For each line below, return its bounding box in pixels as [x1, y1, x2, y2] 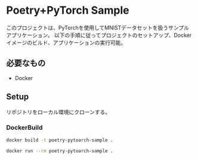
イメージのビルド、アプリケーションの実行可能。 [6, 39, 126, 46]
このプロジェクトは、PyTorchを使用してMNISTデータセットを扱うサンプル [6, 24, 190, 31]
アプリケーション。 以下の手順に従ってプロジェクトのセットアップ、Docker [6, 31, 192, 39]
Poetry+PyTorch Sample [6, 4, 129, 17]
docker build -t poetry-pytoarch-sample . [6, 137, 113, 143]
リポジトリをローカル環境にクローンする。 [6, 108, 111, 115]
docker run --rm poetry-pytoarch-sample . [6, 147, 113, 154]
